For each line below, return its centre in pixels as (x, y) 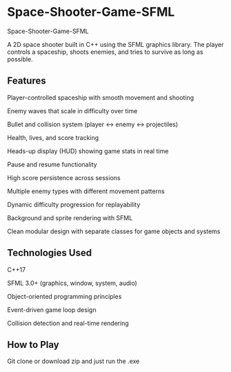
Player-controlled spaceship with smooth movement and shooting (101, 97)
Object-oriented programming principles (64, 296)
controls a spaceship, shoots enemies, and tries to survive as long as (105, 52)
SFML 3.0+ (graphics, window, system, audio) (72, 283)
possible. (20, 59)
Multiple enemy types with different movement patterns (86, 191)
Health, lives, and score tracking (53, 137)
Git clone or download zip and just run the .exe (73, 361)
